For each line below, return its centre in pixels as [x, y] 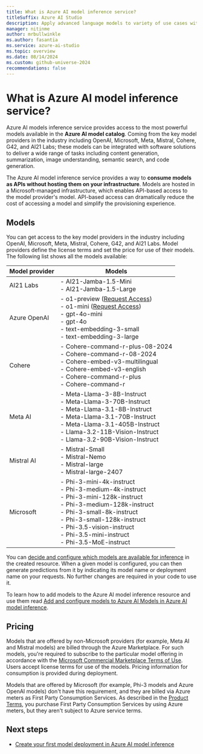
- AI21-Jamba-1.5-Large [98, 289]
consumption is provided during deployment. [62, 673]
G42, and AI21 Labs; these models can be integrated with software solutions [101, 147]
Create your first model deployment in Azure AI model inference [95, 744]
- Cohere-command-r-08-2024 [108, 354]
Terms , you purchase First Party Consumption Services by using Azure [95, 704]
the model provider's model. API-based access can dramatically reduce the [100, 197]
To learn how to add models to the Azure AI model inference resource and [98, 595]
